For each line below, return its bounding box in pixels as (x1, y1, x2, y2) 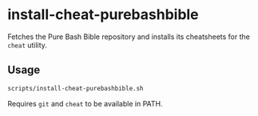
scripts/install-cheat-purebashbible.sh (7, 84, 145, 92)
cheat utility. (7, 40, 47, 49)
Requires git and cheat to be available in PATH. (7, 99, 163, 108)
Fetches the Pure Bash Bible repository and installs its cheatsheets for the (7, 32, 251, 41)
